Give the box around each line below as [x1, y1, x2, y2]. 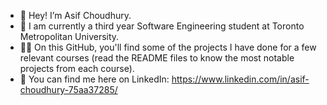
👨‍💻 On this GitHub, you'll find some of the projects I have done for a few [19, 41, 317, 53]
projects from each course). [19, 63, 135, 74]
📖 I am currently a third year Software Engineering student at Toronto [19, 20, 305, 32]
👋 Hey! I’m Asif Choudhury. [19, 10, 132, 21]
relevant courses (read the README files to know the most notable [19, 52, 295, 64]
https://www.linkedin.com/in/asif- [171, 73, 310, 85]
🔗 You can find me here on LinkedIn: [19, 73, 170, 85]
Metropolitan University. [19, 31, 120, 42]
